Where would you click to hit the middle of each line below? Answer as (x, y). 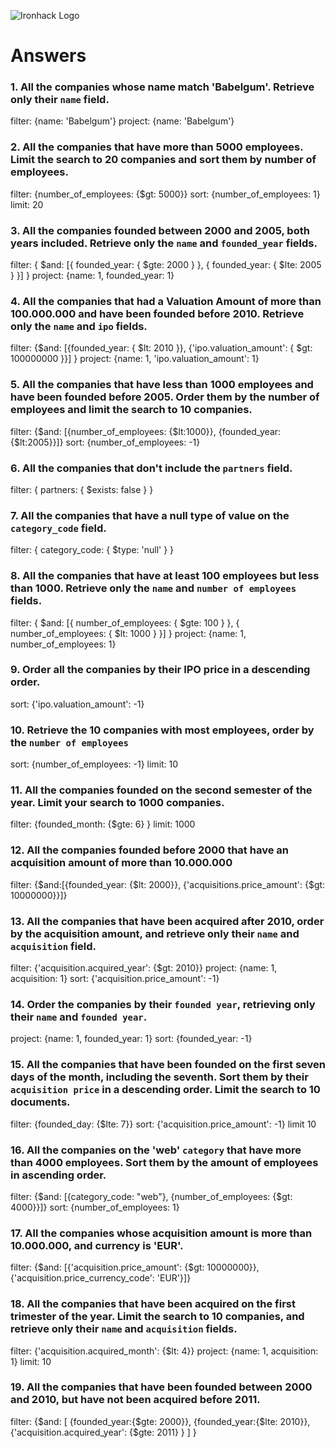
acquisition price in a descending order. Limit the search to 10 (165, 1090)
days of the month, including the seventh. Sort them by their (159, 1077)
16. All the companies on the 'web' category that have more (156, 1150)
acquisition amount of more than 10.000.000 (121, 863)
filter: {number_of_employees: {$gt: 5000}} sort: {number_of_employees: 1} (165, 194)
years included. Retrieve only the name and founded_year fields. (164, 243)
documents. (40, 1102)
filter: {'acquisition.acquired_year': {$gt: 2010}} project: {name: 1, (144, 968)
